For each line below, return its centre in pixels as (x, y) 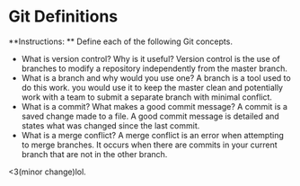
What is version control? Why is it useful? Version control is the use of (150, 58)
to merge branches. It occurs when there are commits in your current (149, 145)
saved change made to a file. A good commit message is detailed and (150, 116)
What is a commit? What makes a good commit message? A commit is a (154, 106)
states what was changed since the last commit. (110, 125)
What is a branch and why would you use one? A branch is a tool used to (156, 77)
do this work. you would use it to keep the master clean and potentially (152, 87)
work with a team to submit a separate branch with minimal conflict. (147, 97)
